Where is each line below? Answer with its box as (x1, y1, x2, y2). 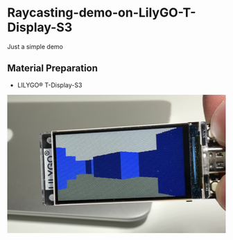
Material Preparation (7, 62, 98, 74)
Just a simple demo (7, 42, 64, 50)
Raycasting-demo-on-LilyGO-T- (7, 5, 196, 21)
